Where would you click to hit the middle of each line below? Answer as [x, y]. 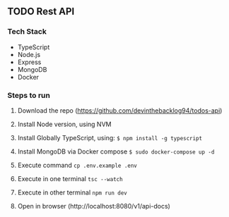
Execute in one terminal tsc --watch [70, 178]
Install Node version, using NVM [64, 124]
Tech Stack [27, 32]
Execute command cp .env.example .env [77, 165]
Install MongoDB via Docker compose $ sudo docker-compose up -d [116, 151]
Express [29, 62]
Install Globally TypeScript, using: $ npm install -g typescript [110, 137]
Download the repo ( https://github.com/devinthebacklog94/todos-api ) [120, 110]
